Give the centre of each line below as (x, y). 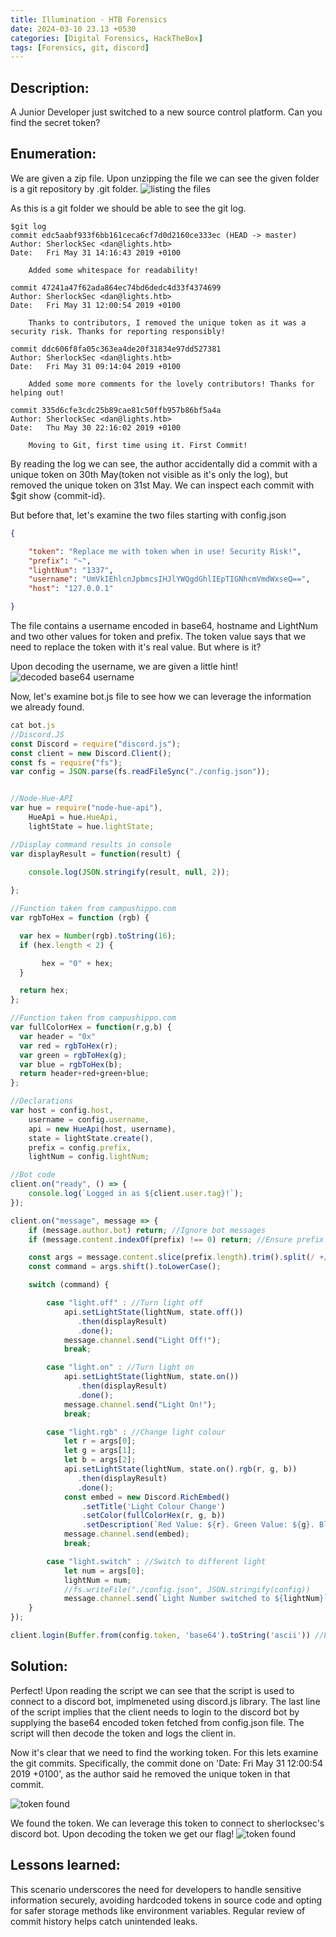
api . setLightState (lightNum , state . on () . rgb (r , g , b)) (180, 1469)
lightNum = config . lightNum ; (89, 1157)
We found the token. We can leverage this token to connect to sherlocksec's (167, 1823)
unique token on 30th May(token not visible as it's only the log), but (149, 474)
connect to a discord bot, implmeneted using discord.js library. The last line (165, 1701)
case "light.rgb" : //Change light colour (136, 1432)
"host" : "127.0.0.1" (71, 589)
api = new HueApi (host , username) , (102, 1129)
